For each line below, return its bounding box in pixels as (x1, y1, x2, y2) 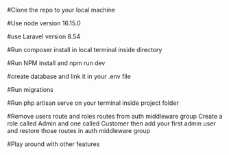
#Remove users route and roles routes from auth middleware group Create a (7, 112, 223, 120)
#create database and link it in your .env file (7, 72, 132, 80)
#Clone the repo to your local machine (7, 6, 115, 14)
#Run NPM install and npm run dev (7, 59, 106, 67)
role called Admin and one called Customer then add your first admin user (7, 119, 216, 128)
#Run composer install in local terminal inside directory (7, 46, 162, 53)
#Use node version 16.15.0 (7, 19, 81, 27)
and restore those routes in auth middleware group (7, 127, 151, 134)
